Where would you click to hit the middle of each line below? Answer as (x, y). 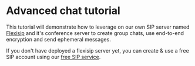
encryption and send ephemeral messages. (59, 39)
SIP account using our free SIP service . (53, 57)
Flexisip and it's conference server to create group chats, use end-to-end (95, 33)
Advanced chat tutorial (63, 11)
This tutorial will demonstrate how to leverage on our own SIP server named (98, 27)
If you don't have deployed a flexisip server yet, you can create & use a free (97, 50)
